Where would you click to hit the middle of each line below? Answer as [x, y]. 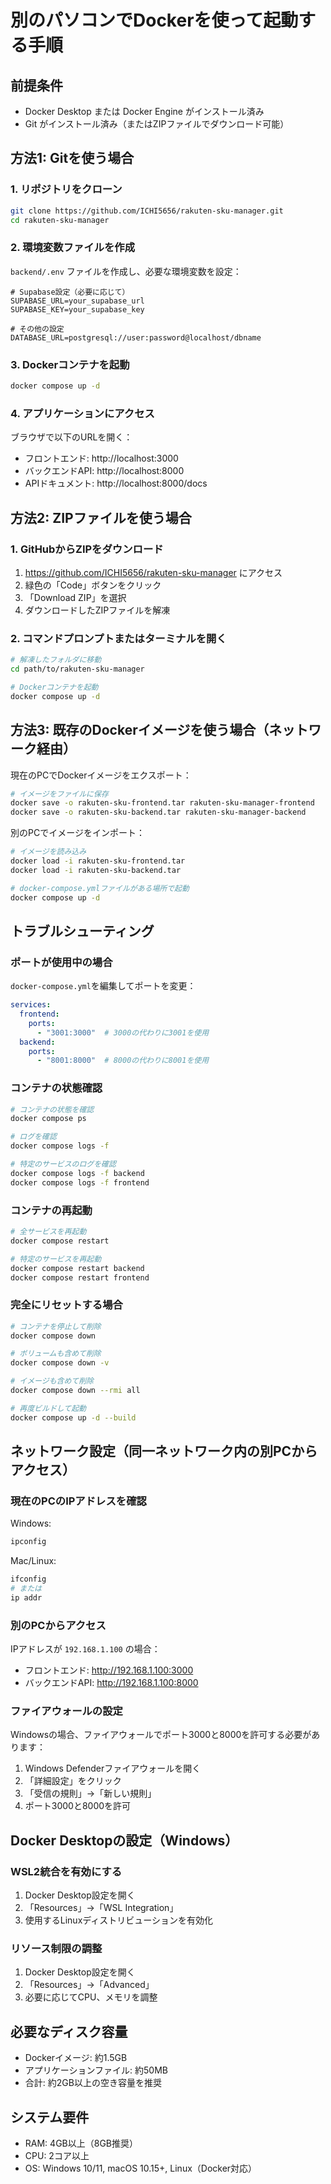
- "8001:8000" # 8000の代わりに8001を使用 [123, 1061]
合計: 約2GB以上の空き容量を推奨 [93, 2083]
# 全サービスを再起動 [48, 1232]
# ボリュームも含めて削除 [56, 1354]
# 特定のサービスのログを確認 [63, 1164]
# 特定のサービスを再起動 [56, 1259]
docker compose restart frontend [80, 1277]
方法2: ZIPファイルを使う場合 [101, 517]
